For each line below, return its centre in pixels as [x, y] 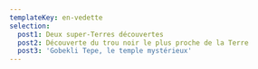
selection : [30, 26]
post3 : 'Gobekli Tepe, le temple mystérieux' [105, 51]
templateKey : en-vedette [56, 17]
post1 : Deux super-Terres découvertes [91, 34]
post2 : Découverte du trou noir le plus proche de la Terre [133, 43]
